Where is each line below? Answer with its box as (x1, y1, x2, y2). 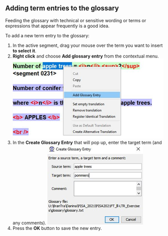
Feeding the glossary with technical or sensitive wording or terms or (5, 17, 146, 23)
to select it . (12, 47, 37, 53)
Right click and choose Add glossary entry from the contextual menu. (12, 53, 159, 59)
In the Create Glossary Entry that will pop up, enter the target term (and (12, 140, 162, 146)
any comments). (12, 220, 46, 226)
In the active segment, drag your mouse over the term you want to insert (12, 42, 163, 48)
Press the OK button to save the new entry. (12, 225, 102, 231)
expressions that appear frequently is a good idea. (5, 23, 110, 29)
